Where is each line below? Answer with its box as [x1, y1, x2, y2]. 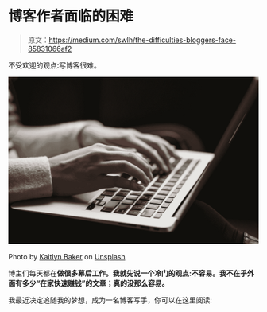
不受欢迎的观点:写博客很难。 [8, 60, 102, 70]
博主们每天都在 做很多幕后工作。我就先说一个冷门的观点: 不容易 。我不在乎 [8, 268, 248, 278]
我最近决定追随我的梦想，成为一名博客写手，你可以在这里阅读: [8, 295, 213, 305]
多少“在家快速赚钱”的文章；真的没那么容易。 [21, 278, 169, 287]
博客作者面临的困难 [8, 7, 134, 25]
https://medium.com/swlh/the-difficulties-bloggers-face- [48, 35, 237, 45]
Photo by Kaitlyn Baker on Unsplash [8, 252, 126, 261]
